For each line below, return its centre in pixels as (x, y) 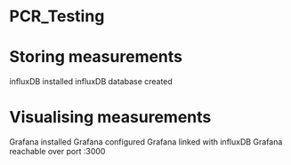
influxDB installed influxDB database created (91, 82)
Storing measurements (96, 57)
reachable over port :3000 (57, 152)
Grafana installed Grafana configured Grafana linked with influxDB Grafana (146, 142)
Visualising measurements (110, 118)
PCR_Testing (57, 16)
